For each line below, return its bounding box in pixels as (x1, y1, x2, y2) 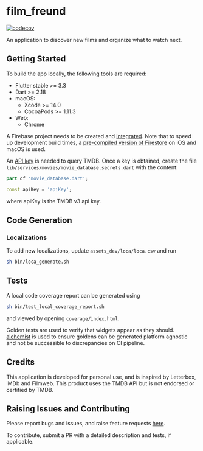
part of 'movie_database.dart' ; (6, 175, 88, 181)
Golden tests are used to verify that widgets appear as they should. (6, 326, 175, 334)
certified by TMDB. (6, 386, 53, 393)
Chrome (24, 121, 44, 128)
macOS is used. (6, 145, 46, 153)
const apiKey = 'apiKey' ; (6, 186, 72, 192)
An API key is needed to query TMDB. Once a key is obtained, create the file (6, 157, 198, 164)
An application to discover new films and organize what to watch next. (6, 36, 182, 43)
